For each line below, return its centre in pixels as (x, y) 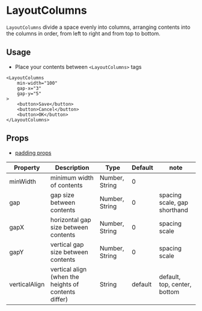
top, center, (175, 284)
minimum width (72, 178)
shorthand (173, 210)
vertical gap (67, 244)
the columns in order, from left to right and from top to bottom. (83, 33)
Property (27, 168)
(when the (65, 277)
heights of (65, 284)
